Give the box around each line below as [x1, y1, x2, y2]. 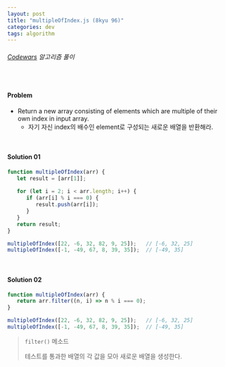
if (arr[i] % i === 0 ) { [25, 194, 99, 201]
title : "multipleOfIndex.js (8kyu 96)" [7, 17, 124, 24]
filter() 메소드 [24, 337, 69, 345]
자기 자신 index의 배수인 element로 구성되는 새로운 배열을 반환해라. [27, 123, 214, 131]
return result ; [16, 220, 61, 228]
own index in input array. [17, 114, 89, 123]
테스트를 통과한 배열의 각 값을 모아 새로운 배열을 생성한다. [24, 352, 183, 360]
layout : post [7, 10, 46, 18]
